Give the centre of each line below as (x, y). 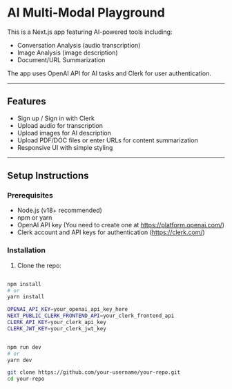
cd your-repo (26, 379)
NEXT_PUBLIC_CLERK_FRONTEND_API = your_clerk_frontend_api (91, 316)
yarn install (26, 297)
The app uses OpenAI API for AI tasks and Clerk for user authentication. (109, 73)
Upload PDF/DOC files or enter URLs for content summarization (107, 140)
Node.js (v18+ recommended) (59, 210)
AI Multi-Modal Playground (86, 13)
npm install (24, 284)
